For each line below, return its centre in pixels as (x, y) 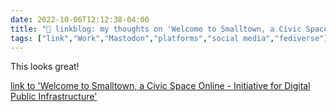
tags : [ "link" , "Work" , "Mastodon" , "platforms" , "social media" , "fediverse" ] (169, 38)
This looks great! (45, 67)
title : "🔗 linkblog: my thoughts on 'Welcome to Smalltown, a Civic (156, 29)
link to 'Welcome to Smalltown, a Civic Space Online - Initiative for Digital (160, 86)
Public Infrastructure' (54, 97)
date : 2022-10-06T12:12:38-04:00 (80, 19)
